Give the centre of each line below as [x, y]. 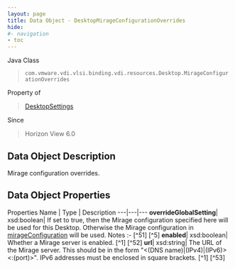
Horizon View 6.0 [50, 134]
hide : [15, 27]
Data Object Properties [59, 195]
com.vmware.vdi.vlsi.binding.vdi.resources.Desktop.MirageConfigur [126, 74]
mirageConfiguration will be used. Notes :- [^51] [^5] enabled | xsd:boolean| [118, 235]
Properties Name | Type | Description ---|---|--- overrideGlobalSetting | [113, 212]
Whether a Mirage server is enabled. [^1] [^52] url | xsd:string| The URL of [115, 242]
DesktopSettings [49, 106]
